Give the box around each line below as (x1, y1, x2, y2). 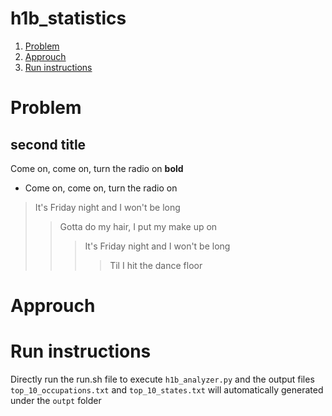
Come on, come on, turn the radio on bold (10, 162, 184, 174)
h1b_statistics (10, 7, 127, 30)
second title (10, 136, 87, 153)
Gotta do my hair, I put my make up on (59, 220, 218, 232)
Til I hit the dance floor (109, 259, 203, 271)
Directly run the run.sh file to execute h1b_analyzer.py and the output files (10, 373, 315, 386)
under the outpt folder (10, 395, 102, 407)
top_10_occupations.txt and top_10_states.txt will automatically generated (10, 384, 324, 396)
